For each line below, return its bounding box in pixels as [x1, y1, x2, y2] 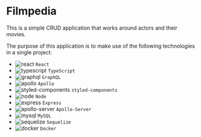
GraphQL [42, 74, 62, 80]
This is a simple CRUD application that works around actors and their [6, 24, 178, 31]
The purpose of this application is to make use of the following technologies [6, 42, 195, 49]
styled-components [71, 87, 118, 93]
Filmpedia [6, 4, 57, 18]
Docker [40, 126, 57, 132]
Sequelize [46, 119, 71, 125]
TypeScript [48, 68, 75, 74]
